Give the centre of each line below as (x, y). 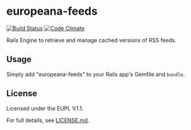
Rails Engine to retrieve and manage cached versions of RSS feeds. (92, 40)
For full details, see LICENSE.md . (48, 120)
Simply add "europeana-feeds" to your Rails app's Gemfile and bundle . (96, 74)
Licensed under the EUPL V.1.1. (45, 108)
